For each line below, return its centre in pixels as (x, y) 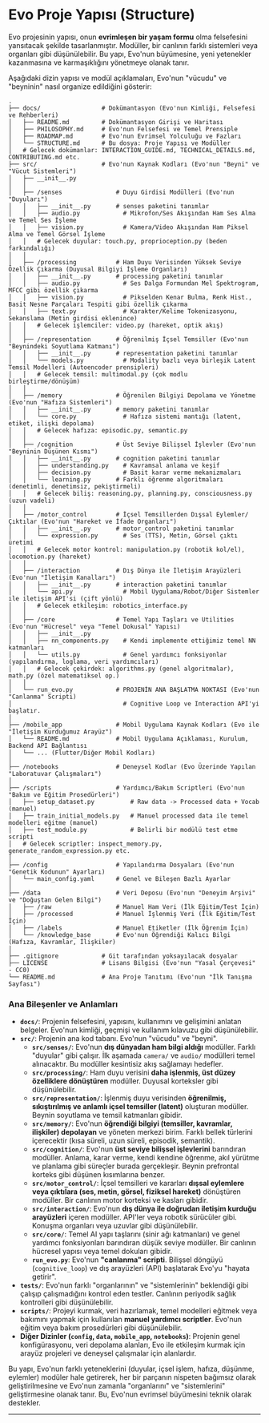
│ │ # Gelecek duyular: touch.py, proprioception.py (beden (118, 241)
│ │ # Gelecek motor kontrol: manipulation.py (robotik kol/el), (127, 549)
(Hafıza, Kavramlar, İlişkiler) (62, 942)
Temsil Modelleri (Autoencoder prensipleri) (84, 367)
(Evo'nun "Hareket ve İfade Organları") (109, 521)
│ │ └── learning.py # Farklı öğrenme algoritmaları (116, 479)
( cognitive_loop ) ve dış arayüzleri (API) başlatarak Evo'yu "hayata (141, 1268)
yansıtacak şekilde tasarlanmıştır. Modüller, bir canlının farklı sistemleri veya (133, 45)
